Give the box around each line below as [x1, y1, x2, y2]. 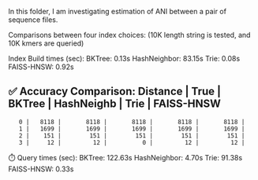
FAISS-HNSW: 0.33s [8, 164, 74, 174]
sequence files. [8, 15, 58, 24]
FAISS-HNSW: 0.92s [8, 62, 74, 72]
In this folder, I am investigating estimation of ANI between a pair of [8, 7, 227, 16]
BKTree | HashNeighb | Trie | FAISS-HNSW [8, 97, 221, 111]
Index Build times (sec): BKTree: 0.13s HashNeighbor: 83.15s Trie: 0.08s [8, 54, 241, 63]
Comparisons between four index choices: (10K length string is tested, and [8, 31, 251, 39]
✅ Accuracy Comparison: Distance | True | [8, 85, 222, 98]
